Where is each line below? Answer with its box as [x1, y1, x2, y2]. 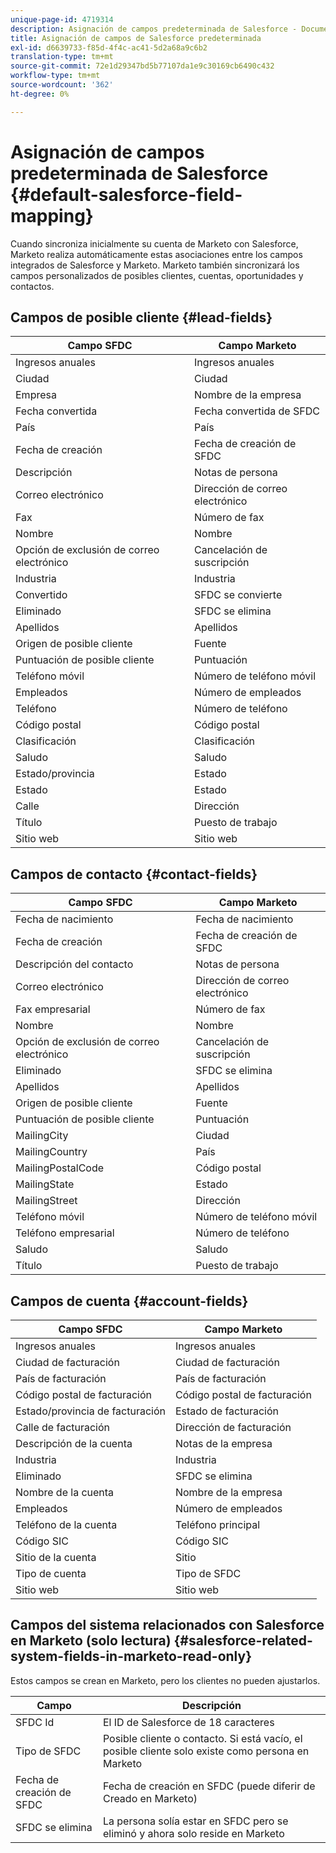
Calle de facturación [15, 1421, 111, 1434]
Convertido [15, 588, 68, 602]
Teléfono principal [174, 1518, 261, 1531]
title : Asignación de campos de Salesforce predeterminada [10, 33, 262, 43]
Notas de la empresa [174, 1437, 273, 1450]
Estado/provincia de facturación [15, 1404, 166, 1418]
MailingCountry [15, 1145, 88, 1159]
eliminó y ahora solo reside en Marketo [102, 1826, 285, 1840]
